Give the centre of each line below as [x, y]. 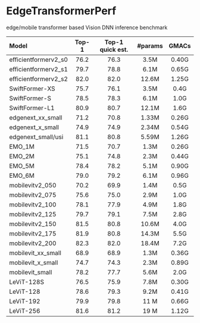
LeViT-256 [25, 311]
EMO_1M [22, 146]
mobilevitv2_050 [33, 185]
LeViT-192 [25, 301]
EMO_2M [22, 156]
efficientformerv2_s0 [39, 59]
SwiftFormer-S [30, 98]
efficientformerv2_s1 [39, 69]
